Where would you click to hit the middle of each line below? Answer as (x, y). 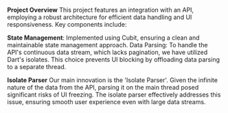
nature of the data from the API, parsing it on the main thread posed (103, 87)
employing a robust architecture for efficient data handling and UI (100, 17)
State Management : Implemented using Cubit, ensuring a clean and (104, 38)
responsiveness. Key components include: (67, 24)
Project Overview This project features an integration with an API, (101, 10)
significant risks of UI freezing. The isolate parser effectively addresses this (114, 95)
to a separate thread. (37, 67)
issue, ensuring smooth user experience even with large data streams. (106, 102)
